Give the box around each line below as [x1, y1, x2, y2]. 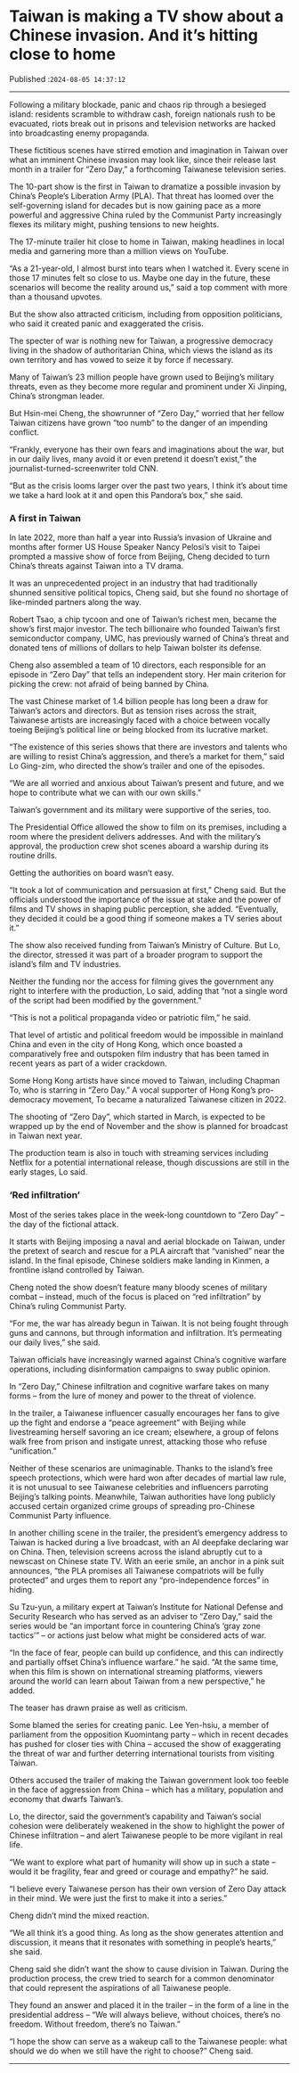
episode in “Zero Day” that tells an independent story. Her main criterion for [9, 669, 287, 680]
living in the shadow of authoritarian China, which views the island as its [9, 345, 273, 356]
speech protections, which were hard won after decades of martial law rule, [9, 1472, 287, 1483]
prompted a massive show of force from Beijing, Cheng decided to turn [9, 551, 271, 562]
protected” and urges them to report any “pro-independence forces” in [9, 1575, 270, 1585]
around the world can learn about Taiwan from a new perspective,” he [9, 1676, 265, 1686]
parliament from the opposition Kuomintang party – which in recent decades [9, 1729, 289, 1740]
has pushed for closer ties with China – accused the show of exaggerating [9, 1738, 282, 1749]
